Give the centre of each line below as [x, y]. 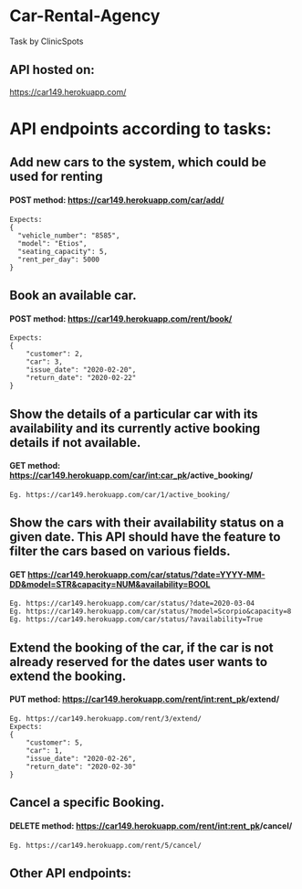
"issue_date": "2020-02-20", [81, 370]
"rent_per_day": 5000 [59, 259]
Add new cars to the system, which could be [138, 162]
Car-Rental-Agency [85, 16]
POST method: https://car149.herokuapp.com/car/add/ [117, 200]
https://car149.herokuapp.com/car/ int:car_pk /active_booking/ [131, 475]
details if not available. [75, 443]
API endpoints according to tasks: [141, 128]
